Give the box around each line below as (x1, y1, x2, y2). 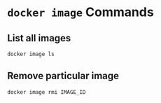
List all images (7, 32, 71, 44)
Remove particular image (7, 70, 120, 82)
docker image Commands (7, 4, 154, 20)
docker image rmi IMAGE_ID (7, 88, 86, 95)
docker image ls (7, 50, 55, 57)
